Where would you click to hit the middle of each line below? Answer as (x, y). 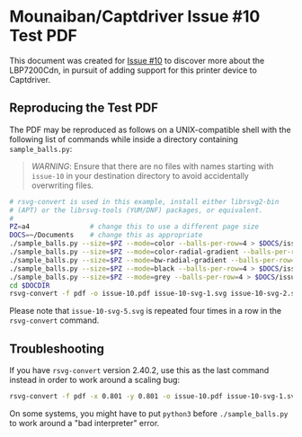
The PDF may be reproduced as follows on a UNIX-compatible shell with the (150, 129)
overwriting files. (62, 185)
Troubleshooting (57, 348)
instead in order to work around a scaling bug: (95, 380)
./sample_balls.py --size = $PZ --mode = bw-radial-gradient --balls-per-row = (152, 260)
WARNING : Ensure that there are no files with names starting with (152, 166)
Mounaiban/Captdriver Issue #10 (135, 17)
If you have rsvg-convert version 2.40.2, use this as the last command (139, 370)
